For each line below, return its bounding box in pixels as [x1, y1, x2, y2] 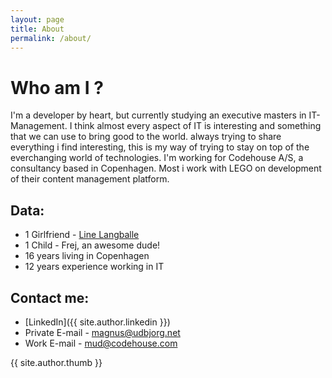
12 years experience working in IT [24, 261, 165, 273]
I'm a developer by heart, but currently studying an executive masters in [10, 109, 307, 121]
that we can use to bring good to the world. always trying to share [10, 131, 282, 143]
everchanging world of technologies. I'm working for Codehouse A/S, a [10, 152, 304, 164]
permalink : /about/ [10, 33, 92, 43]
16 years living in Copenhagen [24, 250, 150, 262]
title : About [10, 24, 65, 34]
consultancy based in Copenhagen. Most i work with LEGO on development [10, 162, 322, 175]
